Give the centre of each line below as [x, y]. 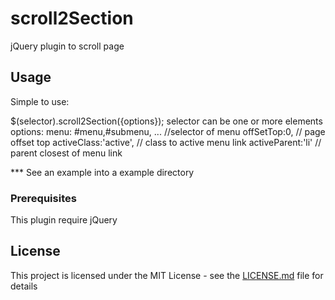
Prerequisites [43, 198]
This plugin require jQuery [64, 220]
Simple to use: [40, 101]
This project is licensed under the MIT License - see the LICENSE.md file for [167, 275]
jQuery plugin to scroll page [67, 46]
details [24, 286]
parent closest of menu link [66, 153]
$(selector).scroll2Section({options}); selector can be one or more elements [166, 121]
